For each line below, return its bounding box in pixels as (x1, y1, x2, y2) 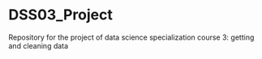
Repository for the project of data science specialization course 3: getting (8, 32, 255, 42)
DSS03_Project (8, 6, 114, 24)
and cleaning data (8, 40, 69, 50)
